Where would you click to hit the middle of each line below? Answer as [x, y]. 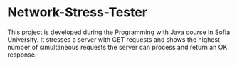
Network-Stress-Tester [78, 12]
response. [22, 55]
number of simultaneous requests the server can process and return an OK [117, 47]
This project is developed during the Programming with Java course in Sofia [119, 32]
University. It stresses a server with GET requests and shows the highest [114, 39]
